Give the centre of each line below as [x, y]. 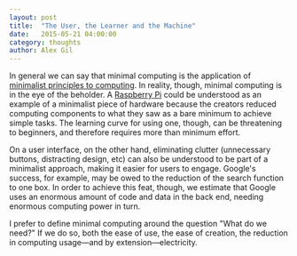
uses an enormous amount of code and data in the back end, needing [137, 197]
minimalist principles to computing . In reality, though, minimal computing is [145, 85]
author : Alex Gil [41, 51]
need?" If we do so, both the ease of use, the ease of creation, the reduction [148, 233]
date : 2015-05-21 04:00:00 [63, 34]
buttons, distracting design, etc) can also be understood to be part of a [139, 159]
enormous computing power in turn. [75, 206]
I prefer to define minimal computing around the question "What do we [138, 224]
